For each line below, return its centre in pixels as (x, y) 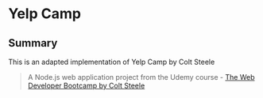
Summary (33, 43)
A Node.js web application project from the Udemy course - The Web (141, 77)
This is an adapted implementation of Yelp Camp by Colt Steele (112, 62)
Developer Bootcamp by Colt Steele (86, 85)
